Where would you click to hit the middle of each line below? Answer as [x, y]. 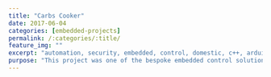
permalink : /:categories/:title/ [65, 38]
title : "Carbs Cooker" [46, 16]
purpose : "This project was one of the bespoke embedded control [120, 61]
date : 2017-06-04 [38, 23]
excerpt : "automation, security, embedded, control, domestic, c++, [126, 53]
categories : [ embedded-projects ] [65, 30]
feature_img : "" [35, 46]
